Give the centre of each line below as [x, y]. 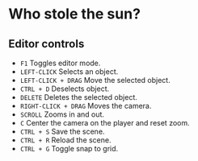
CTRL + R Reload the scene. [65, 140]
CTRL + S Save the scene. [62, 131]
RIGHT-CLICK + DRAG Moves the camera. [86, 106]
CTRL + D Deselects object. [65, 89]
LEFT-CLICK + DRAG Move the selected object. [95, 80]
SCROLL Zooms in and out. [62, 114]
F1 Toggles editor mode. [60, 63]
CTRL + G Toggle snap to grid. [69, 149]
